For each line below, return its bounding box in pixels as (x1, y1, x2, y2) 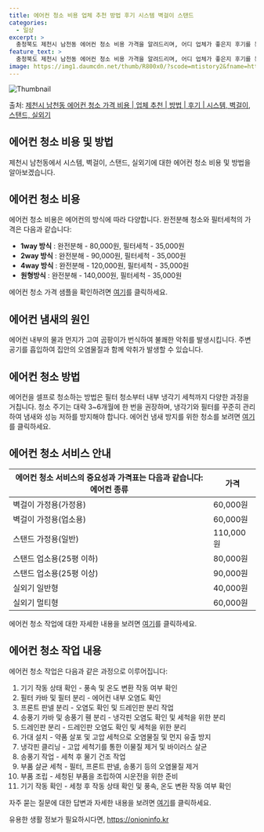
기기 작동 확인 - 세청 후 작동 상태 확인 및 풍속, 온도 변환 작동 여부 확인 (20, 781, 232, 790)
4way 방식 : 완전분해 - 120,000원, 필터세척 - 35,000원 (20, 261, 190, 271)
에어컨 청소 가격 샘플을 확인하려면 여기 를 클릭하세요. (9, 287, 168, 297)
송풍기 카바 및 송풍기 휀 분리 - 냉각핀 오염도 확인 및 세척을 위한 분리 (20, 712, 226, 722)
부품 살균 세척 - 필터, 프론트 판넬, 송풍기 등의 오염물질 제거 (20, 761, 199, 771)
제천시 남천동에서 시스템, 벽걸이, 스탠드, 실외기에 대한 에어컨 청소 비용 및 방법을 (9, 158, 251, 167)
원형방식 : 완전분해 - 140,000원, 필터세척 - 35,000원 (20, 271, 183, 280)
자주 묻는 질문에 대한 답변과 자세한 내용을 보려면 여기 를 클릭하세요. (9, 797, 212, 807)
